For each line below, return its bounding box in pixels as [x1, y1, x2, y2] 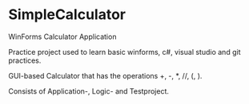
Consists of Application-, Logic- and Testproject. [8, 86, 170, 96]
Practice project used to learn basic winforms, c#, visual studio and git [8, 47, 241, 56]
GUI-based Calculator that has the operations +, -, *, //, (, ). [8, 71, 203, 80]
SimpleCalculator [8, 6, 127, 24]
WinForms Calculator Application [8, 32, 117, 41]
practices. [8, 56, 42, 65]
